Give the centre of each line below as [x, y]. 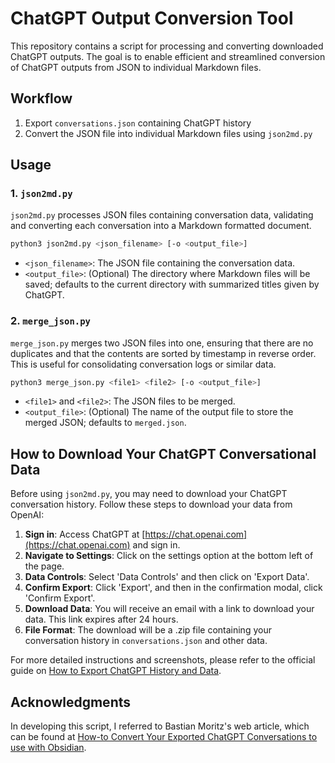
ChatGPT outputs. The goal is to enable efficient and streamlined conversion [168, 56]
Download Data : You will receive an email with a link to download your [169, 609]
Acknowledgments [71, 702]
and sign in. [156, 545]
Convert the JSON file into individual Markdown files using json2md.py [168, 133]
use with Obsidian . [48, 748]
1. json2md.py [41, 194]
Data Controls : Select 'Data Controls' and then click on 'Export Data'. [167, 577]
